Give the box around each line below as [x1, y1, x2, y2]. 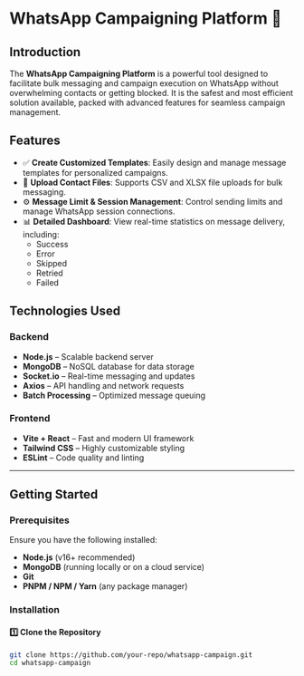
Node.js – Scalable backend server [22, 351, 154, 362]
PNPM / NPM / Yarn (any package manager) [22, 581, 188, 592]
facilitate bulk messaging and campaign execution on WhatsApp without [9, 78, 279, 89]
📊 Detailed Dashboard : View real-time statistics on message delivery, [22, 216, 285, 227]
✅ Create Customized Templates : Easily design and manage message [22, 157, 287, 168]
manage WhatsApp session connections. [22, 206, 176, 217]
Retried [35, 267, 63, 278]
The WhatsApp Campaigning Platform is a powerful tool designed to [9, 68, 269, 79]
